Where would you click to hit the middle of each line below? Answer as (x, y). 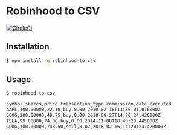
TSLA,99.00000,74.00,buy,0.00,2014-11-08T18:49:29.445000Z (82, 121)
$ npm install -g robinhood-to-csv (51, 61)
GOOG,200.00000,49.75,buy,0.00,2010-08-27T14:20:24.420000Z (84, 116)
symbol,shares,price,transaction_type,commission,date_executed (89, 104)
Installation (28, 47)
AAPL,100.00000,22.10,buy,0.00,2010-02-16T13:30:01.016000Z (84, 110)
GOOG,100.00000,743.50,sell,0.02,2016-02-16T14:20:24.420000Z (86, 127)
